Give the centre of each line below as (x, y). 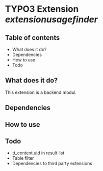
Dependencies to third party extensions (52, 164)
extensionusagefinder (51, 19)
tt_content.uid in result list (38, 153)
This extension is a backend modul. (41, 92)
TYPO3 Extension (42, 9)
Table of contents (32, 38)
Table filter (23, 158)
